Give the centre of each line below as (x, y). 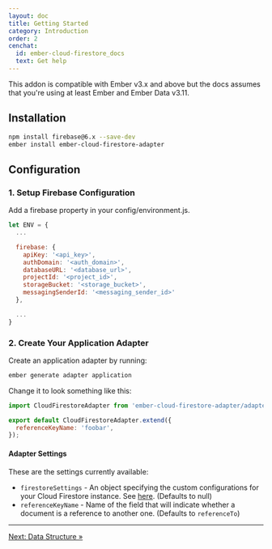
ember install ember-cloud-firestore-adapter (86, 144)
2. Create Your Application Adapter (79, 343)
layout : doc (28, 16)
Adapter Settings (38, 453)
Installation (37, 118)
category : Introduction (49, 31)
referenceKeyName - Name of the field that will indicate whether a (127, 504)
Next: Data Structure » (46, 536)
